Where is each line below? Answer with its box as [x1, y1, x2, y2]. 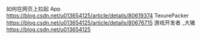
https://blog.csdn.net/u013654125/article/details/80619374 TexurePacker [6, 12, 189, 19]
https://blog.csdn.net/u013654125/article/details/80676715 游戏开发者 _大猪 [6, 19, 196, 26]
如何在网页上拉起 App [6, 5, 61, 12]
